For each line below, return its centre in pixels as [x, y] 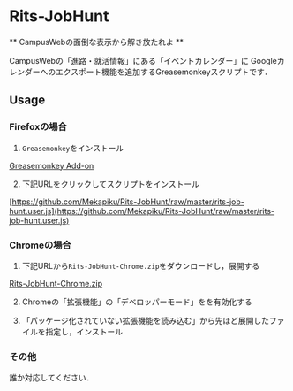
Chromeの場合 [41, 245]
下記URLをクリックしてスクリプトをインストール [111, 184]
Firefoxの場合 [38, 127]
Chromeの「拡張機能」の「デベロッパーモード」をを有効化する [137, 302]
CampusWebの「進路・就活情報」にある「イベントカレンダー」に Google [143, 60]
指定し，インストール [84, 331]
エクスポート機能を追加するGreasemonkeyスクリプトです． [164, 72]
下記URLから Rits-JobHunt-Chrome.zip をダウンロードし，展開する [141, 265]
